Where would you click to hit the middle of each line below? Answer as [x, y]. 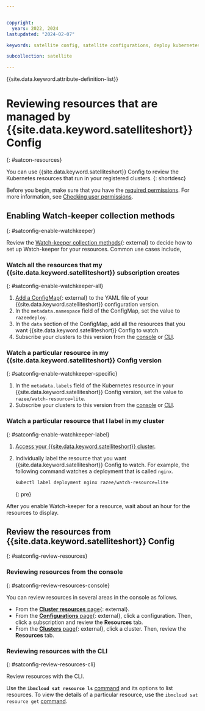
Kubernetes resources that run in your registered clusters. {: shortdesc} [96, 178]
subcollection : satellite [39, 56]
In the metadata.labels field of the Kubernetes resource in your [94, 386]
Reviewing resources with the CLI [57, 651]
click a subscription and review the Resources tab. [79, 622]
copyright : [20, 23]
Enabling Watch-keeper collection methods [91, 216]
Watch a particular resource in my [57, 353]
